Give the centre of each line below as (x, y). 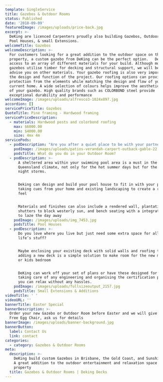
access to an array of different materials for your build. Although (81, 63)
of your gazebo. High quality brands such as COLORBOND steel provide (82, 91)
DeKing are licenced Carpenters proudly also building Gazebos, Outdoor (84, 37)
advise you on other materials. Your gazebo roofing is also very (78, 73)
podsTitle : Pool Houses (38, 225)
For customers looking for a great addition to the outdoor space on (81, 54)
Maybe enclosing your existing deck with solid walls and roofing (86, 251)
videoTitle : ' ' (21, 295)
